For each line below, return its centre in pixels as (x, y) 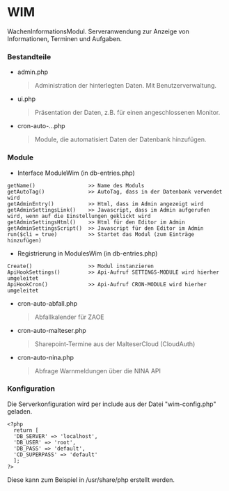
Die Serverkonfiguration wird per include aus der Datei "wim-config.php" (112, 404)
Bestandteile (29, 56)
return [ (26, 430)
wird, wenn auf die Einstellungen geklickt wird (79, 216)
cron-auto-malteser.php (52, 330)
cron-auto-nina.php (46, 357)
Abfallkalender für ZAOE (69, 317)
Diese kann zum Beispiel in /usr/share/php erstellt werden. (91, 480)
